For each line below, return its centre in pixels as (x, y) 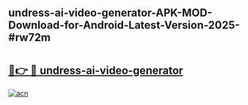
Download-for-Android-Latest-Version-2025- (124, 26)
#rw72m (29, 37)
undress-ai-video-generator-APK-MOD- (110, 13)
